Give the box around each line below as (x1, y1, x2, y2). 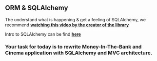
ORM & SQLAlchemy (5, 4, 68, 12)
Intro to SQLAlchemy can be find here (5, 31, 81, 37)
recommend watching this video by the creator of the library (5, 22, 129, 28)
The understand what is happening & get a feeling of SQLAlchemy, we (5, 16, 146, 22)
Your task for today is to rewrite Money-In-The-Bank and (5, 43, 142, 50)
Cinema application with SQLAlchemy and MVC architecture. (5, 49, 153, 56)
